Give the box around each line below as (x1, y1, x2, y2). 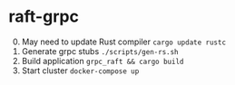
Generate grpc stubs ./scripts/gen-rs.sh (21, 45, 179, 56)
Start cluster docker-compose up (21, 65, 140, 76)
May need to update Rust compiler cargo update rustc (21, 36, 227, 47)
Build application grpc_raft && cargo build (21, 55, 184, 66)
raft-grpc (8, 6, 79, 27)
